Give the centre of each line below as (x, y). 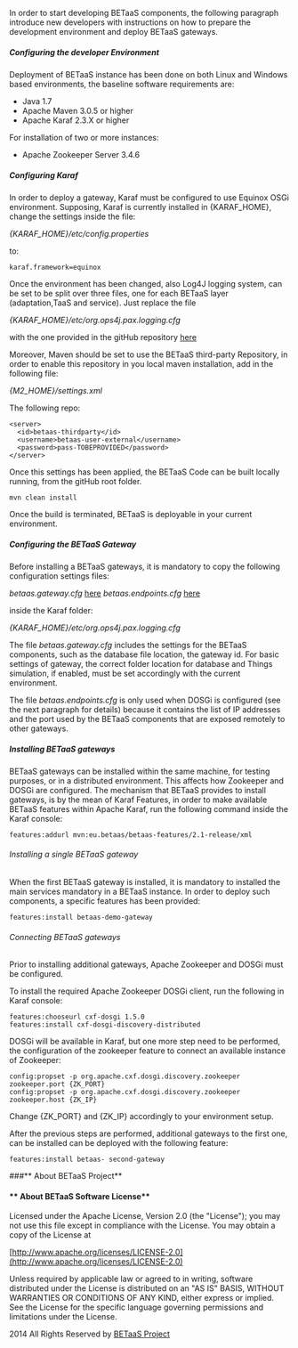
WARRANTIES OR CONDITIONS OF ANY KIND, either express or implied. (141, 1298)
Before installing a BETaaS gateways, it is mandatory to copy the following (145, 566)
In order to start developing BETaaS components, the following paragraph (144, 13)
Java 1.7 (37, 101)
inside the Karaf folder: (51, 610)
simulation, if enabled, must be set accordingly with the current (125, 673)
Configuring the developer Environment (85, 52)
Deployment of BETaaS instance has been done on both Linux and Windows (149, 74)
